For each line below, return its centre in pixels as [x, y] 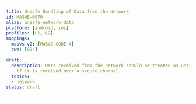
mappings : [18, 39]
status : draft [23, 87]
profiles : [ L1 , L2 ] [30, 33]
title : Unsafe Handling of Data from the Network [68, 11]
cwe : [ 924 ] [24, 50]
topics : [21, 77]
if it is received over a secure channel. [69, 71]
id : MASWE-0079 [24, 17]
